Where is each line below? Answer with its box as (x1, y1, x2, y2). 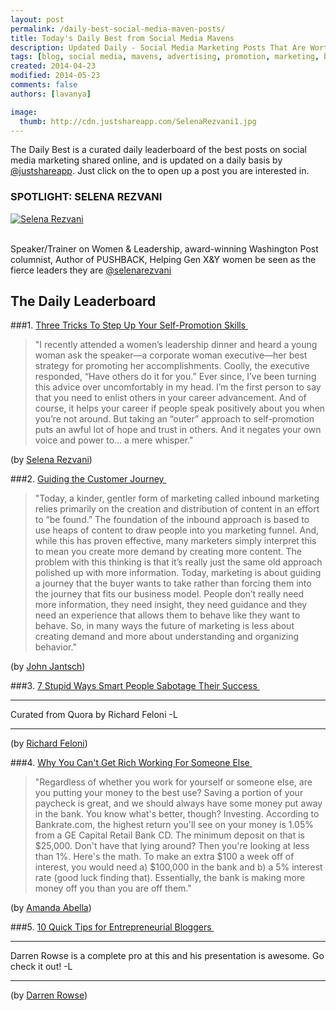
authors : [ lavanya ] (10, 89, 92, 99)
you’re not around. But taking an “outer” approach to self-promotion (34, 413, 315, 425)
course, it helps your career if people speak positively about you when (34, 402, 326, 415)
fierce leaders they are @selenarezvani (10, 264, 172, 276)
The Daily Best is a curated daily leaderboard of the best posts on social (10, 144, 307, 156)
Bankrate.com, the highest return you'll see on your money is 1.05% (34, 819, 315, 831)
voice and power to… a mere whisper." (34, 434, 194, 446)
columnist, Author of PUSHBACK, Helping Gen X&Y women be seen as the (10, 253, 317, 265)
